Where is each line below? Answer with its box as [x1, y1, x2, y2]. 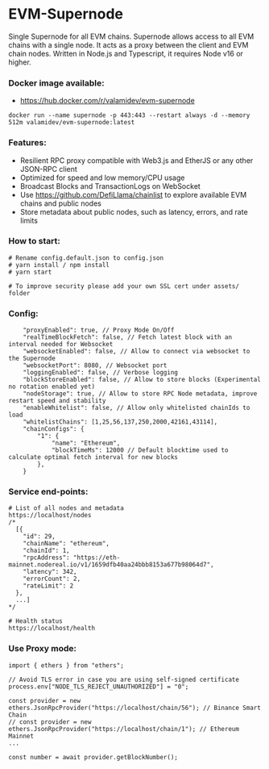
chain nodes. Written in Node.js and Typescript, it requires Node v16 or [8, 48, 244, 58]
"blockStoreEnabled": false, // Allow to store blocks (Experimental [23, 376, 262, 384]
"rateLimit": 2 [23, 582, 74, 590]
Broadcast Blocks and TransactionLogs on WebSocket [19, 181, 201, 190]
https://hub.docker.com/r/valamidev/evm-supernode [19, 96, 195, 106]
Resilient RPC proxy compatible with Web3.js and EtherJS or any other [19, 155, 254, 165]
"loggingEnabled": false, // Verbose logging [23, 369, 179, 377]
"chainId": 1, [23, 546, 70, 555]
